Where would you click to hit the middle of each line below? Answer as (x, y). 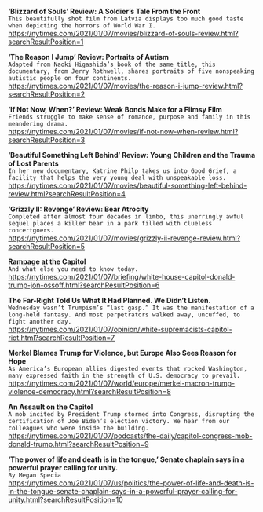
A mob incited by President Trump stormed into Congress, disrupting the (131, 415)
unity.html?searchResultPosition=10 (66, 499)
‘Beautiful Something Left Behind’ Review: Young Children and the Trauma (132, 155)
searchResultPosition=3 (47, 140)
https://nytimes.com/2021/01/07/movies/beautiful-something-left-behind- (128, 185)
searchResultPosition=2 (47, 94)
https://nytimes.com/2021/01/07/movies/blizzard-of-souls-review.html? (124, 33)
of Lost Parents (33, 163)
